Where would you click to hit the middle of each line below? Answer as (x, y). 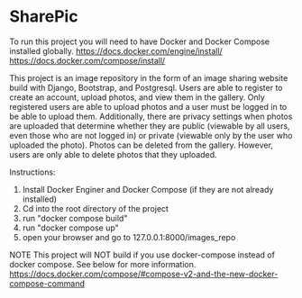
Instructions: (32, 172)
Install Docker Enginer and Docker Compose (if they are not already (148, 189)
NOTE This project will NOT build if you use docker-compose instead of (142, 255)
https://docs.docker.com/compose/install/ (87, 60)
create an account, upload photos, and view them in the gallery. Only (137, 97)
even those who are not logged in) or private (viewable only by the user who (151, 135)
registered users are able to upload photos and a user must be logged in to (148, 106)
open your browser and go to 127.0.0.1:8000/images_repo (129, 237)
